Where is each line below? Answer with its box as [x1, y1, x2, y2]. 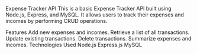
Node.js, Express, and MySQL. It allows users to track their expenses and [5, 11, 185, 18]
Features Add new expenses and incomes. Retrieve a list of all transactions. [5, 29, 190, 36]
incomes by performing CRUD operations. [5, 18, 108, 24]
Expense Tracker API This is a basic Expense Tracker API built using [5, 5, 172, 12]
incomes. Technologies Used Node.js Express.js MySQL [5, 41, 143, 48]
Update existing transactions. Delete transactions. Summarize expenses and [5, 35, 192, 42]
